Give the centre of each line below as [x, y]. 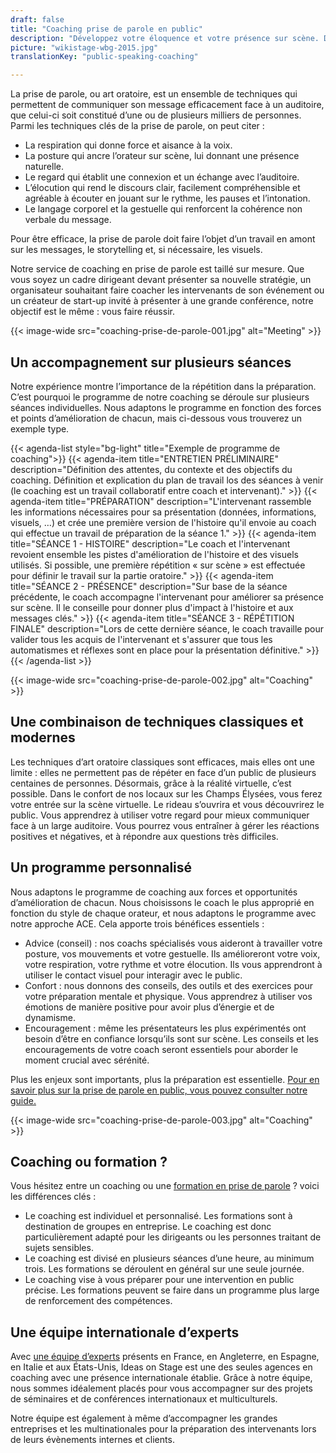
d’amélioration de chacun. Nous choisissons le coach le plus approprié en [162, 902]
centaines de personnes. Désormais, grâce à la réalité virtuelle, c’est [151, 783]
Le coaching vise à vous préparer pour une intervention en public [159, 1280]
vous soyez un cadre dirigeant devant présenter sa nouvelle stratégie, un [161, 280]
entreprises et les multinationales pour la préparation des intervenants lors [163, 1429]
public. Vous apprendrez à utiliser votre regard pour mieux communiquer [160, 815]
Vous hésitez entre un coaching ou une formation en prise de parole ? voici [165, 1186]
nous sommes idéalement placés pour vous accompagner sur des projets [161, 1388]
